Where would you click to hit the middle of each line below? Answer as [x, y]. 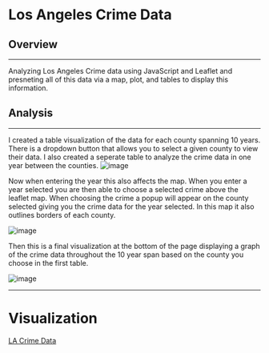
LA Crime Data [32, 340]
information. [28, 88]
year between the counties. [53, 165]
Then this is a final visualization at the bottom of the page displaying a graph [134, 246]
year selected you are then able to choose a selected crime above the [123, 189]
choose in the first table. [48, 263]
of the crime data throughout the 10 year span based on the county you [126, 255]
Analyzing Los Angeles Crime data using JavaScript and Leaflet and [120, 71]
